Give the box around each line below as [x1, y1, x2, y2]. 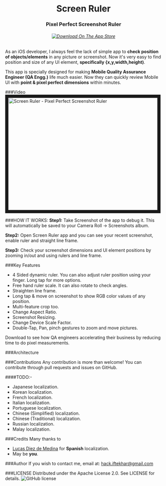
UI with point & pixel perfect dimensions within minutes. [5, 79, 121, 85]
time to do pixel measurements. [5, 340, 70, 346]
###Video [5, 89, 26, 95]
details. [5, 476, 20, 482]
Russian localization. [12, 421, 55, 427]
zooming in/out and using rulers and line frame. [5, 252, 102, 258]
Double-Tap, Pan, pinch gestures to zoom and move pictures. [12, 325, 138, 331]
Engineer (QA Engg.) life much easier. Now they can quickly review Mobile [5, 74, 159, 80]
